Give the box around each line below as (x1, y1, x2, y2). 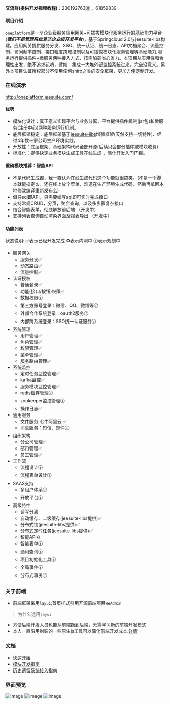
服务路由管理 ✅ (20, 358, 51, 364)
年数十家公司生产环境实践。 (20, 137, 78, 143)
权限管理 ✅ (20, 345, 42, 351)
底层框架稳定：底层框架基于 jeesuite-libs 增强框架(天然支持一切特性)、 (12, 131, 157, 137)
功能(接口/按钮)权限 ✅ (20, 288, 65, 294)
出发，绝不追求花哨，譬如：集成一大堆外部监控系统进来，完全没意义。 (14, 61, 161, 68)
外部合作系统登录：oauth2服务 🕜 (20, 310, 89, 316)
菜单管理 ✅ (20, 351, 42, 358)
